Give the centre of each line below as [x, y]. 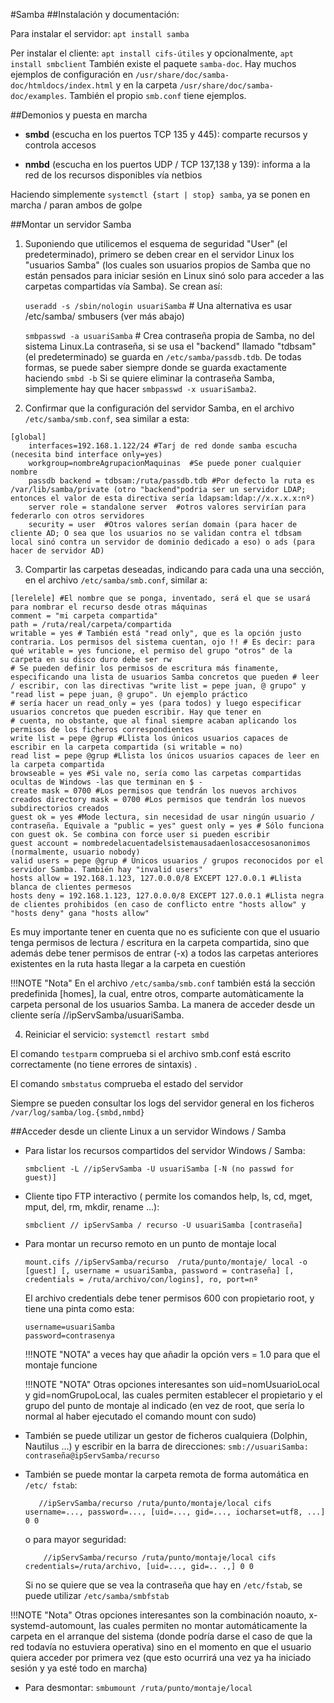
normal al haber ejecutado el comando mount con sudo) [140, 1416]
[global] [28, 437]
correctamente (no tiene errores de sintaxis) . [104, 1064]
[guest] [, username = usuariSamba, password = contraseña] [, [159, 1271]
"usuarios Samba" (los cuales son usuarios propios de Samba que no [167, 265]
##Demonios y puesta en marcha [79, 115]
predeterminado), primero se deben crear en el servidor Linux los [159, 254]
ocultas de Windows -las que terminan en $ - [106, 782]
